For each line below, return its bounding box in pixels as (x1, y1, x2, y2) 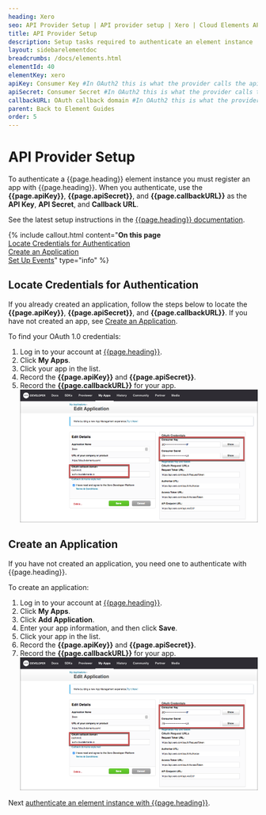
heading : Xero (8, 13, 55, 21)
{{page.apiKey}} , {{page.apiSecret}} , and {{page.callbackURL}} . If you (8, 307, 248, 317)
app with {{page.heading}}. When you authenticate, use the (8, 183, 203, 192)
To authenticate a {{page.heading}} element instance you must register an (8, 174, 251, 184)
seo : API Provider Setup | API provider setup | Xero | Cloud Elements (8, 21, 249, 29)
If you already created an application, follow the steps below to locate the (8, 299, 248, 309)
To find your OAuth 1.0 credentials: (8, 331, 121, 341)
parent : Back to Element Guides (8, 105, 115, 112)
